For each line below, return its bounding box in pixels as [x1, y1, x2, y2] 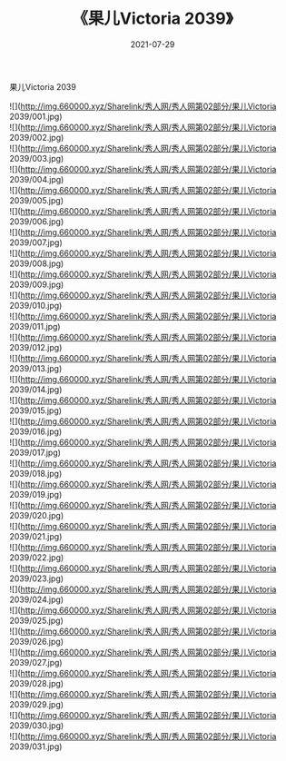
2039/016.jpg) [9, 426, 63, 437]
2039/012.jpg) [9, 341, 63, 352]
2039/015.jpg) [9, 405, 62, 416]
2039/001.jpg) [9, 111, 63, 122]
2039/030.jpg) [9, 719, 64, 731]
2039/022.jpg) [9, 551, 64, 563]
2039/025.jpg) [9, 615, 64, 626]
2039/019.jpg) [9, 489, 63, 499]
